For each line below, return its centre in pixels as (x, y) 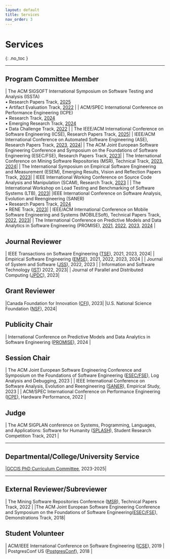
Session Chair (28, 358)
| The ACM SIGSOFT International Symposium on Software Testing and (79, 91)
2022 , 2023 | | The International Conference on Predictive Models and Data (83, 220)
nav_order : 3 (19, 19)
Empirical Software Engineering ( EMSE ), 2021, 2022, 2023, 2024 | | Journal (84, 259)
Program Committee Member (52, 79)
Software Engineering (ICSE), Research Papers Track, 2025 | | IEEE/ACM (80, 134)
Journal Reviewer (33, 242)
